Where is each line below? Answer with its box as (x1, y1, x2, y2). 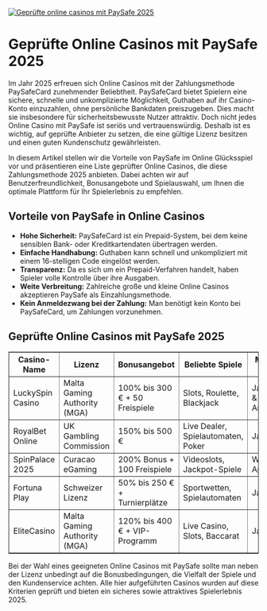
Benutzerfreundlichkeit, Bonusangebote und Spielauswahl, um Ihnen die (8, 178, 245, 188)
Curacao (63, 454, 95, 465)
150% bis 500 (118, 425, 172, 436)
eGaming (63, 463, 98, 474)
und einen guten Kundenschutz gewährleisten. (8, 137, 161, 147)
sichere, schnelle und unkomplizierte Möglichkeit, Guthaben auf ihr (8, 95, 228, 105)
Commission (63, 440, 110, 451)
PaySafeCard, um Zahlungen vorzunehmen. (19, 307, 163, 316)
